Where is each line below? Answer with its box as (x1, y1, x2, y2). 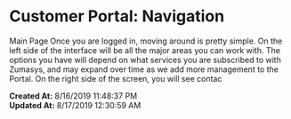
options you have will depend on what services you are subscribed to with (9, 54, 282, 65)
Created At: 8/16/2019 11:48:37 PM (9, 91, 138, 101)
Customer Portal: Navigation (9, 6, 225, 27)
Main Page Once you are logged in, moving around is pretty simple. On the (9, 36, 283, 46)
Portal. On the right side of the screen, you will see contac (9, 73, 222, 83)
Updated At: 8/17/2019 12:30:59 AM (9, 99, 141, 110)
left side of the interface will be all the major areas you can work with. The (9, 44, 280, 55)
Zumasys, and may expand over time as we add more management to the (9, 64, 279, 75)
